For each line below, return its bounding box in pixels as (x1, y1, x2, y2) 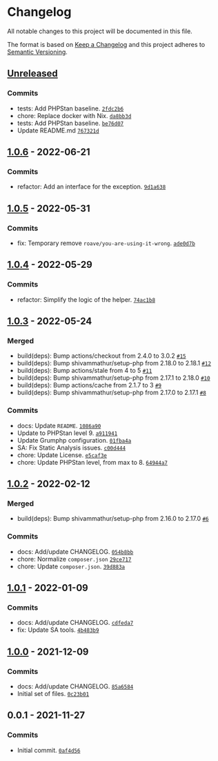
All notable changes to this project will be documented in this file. (7, 27, 193, 35)
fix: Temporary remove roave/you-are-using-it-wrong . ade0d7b (17, 239, 195, 247)
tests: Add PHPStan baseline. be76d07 (17, 119, 124, 127)
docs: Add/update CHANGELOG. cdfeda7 (17, 619, 134, 627)
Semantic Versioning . (7, 48, 68, 56)
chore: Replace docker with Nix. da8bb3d (17, 111, 132, 119)
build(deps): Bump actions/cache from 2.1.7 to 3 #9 (17, 381, 162, 389)
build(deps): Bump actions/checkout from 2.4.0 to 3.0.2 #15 (17, 351, 186, 360)
